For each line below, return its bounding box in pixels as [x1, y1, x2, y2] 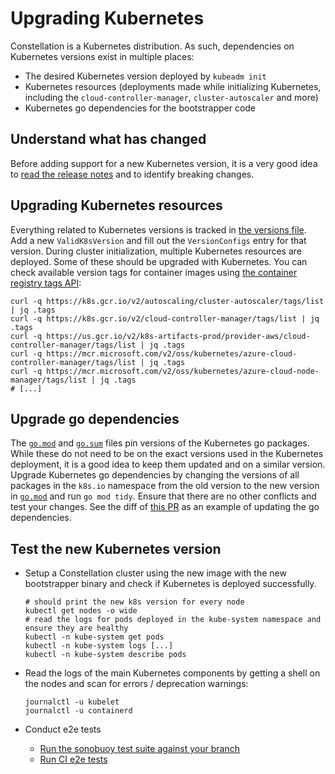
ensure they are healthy [24, 623, 129, 634]
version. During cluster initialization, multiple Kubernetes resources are [10, 245, 302, 257]
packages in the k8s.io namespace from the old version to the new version [10, 480, 320, 492]
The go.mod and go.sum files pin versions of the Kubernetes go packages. [10, 437, 310, 449]
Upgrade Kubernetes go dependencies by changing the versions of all [10, 469, 300, 481]
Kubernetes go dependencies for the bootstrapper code [24, 102, 257, 114]
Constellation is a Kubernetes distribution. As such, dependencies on [10, 40, 295, 52]
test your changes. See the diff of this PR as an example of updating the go [10, 501, 320, 513]
